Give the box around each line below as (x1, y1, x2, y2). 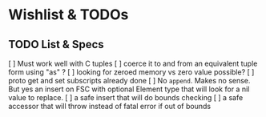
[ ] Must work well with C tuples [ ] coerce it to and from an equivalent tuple (8, 58, 258, 68)
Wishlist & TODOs (8, 6, 129, 24)
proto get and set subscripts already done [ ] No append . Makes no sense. (8, 76, 251, 85)
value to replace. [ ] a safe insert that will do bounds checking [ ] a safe (8, 93, 244, 102)
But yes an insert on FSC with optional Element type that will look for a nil (8, 84, 250, 94)
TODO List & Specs (8, 38, 104, 51)
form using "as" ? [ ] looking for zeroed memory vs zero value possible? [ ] (8, 67, 255, 77)
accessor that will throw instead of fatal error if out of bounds (8, 102, 211, 111)
